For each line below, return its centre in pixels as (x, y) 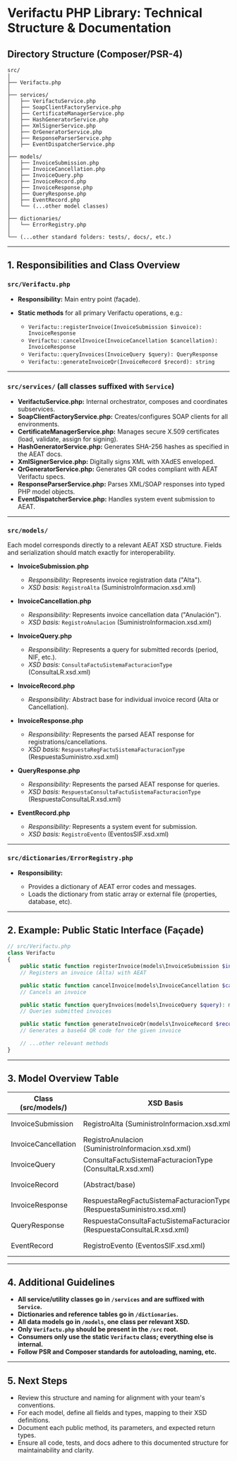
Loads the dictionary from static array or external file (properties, (122, 894)
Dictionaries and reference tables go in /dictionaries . (98, 1314)
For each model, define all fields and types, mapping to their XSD (112, 1413)
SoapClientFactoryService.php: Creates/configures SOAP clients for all (122, 416)
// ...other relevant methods (65, 1044)
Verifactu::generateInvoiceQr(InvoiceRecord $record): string (121, 362)
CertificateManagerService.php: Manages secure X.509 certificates (119, 431)
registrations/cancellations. (68, 742)
